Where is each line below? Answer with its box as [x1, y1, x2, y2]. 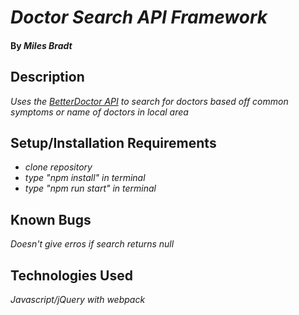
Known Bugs [10, 211, 92, 228]
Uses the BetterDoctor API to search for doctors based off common [10, 95, 289, 107]
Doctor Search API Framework [10, 6, 268, 29]
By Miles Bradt [10, 39, 73, 51]
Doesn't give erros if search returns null [10, 238, 175, 250]
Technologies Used [10, 267, 133, 284]
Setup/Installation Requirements [10, 134, 217, 151]
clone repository [24, 161, 93, 173]
